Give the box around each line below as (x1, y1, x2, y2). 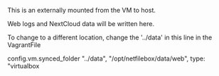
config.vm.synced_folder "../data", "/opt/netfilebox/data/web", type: (7, 54, 205, 63)
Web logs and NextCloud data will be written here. (7, 20, 155, 27)
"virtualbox (7, 62, 40, 70)
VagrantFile (7, 41, 41, 49)
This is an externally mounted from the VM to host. (7, 6, 156, 14)
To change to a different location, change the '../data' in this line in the (7, 33, 213, 42)
